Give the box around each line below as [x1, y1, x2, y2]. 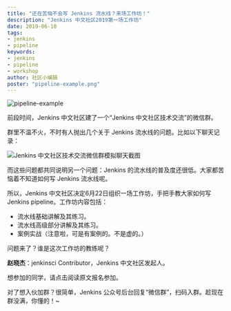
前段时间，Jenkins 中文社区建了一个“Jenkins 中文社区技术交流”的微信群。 [7, 114, 217, 122]
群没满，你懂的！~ [7, 297, 60, 305]
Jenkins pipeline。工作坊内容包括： [7, 197, 108, 206]
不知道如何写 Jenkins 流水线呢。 [19, 175, 112, 183]
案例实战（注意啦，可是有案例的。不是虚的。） [17, 230, 148, 238]
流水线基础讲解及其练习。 [17, 213, 90, 221]
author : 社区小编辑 [7, 74, 58, 81]
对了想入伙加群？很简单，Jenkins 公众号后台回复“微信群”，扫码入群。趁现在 [7, 288, 224, 297]
